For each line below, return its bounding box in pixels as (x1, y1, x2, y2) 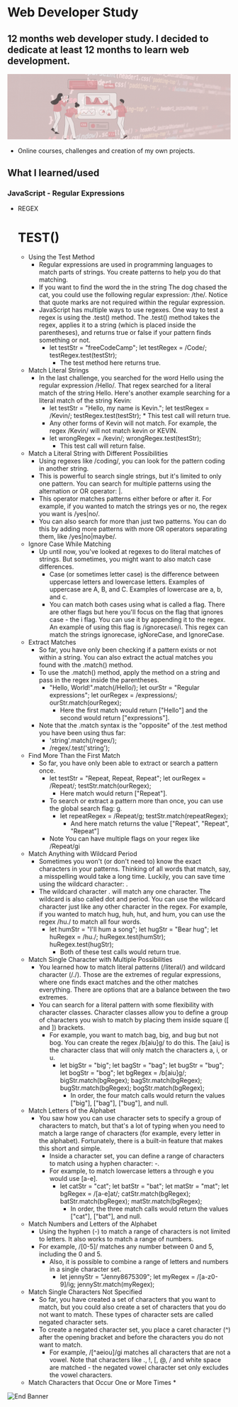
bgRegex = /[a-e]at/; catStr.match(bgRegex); (59, 1189, 191, 1198)
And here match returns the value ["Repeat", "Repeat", (70, 819, 229, 828)
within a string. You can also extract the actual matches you (38, 653, 213, 662)
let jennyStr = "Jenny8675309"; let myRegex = (59, 1273, 195, 1281)
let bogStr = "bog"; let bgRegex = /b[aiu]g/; (59, 1069, 186, 1077)
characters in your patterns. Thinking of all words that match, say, (38, 865, 231, 873)
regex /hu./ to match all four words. (38, 918, 142, 926)
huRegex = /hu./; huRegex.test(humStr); (49, 933, 166, 941)
